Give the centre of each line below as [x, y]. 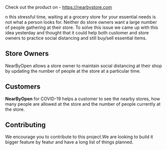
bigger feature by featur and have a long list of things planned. [69, 142]
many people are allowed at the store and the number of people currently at [83, 104]
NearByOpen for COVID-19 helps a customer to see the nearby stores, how [83, 99]
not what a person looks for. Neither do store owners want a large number [81, 22]
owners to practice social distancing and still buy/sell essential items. [76, 38]
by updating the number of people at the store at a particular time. [73, 71]
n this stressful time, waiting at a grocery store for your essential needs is [81, 17]
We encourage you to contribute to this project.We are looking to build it [79, 137]
